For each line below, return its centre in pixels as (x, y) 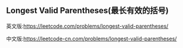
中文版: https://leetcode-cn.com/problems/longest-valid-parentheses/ (91, 39)
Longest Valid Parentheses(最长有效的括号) (87, 11)
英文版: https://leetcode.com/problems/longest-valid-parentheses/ (87, 26)
